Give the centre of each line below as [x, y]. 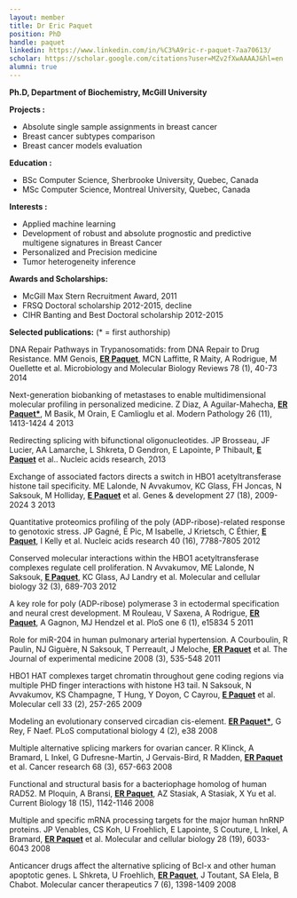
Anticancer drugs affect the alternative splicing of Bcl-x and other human [143, 865]
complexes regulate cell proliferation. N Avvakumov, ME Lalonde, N [132, 567]
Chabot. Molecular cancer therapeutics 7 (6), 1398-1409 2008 [123, 884]
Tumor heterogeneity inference [78, 261]
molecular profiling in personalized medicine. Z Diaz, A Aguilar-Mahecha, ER [148, 404]
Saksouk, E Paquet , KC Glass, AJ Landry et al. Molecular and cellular [135, 576]
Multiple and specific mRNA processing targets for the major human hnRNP [147, 820]
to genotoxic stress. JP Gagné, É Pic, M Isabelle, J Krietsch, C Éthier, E [138, 531]
